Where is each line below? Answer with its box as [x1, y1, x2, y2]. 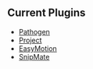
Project [18, 35, 42, 45]
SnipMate [18, 52, 50, 61]
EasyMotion [18, 43, 58, 53]
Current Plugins [7, 6, 86, 20]
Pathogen [18, 27, 50, 36]
